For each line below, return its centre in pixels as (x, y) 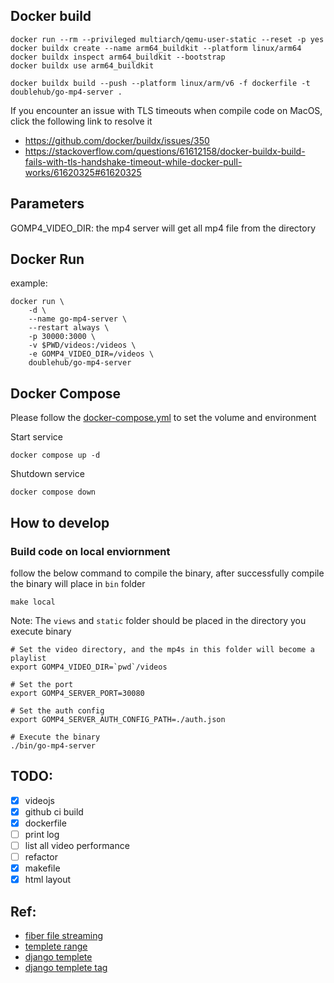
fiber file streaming (64, 936)
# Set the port (42, 684)
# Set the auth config (57, 710)
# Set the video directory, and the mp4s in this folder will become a (162, 649)
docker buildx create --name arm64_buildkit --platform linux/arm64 (156, 48)
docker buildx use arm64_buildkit (82, 65)
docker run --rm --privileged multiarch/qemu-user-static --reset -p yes (167, 39)
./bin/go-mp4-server (53, 745)
